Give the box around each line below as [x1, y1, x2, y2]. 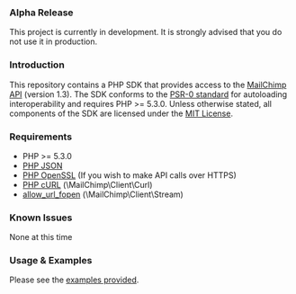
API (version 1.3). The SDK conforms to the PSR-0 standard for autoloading [9, 88, 288, 100]
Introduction [9, 58, 65, 71]
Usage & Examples [9, 254, 93, 267]
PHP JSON [22, 160, 63, 171]
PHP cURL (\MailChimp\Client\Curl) [22, 179, 153, 190]
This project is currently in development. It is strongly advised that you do [9, 27, 283, 38]
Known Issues [9, 211, 73, 224]
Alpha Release [9, 6, 74, 19]
